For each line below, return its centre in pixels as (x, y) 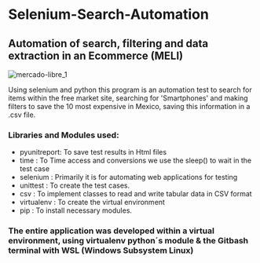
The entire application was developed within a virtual (111, 231)
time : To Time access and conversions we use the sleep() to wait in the (135, 161)
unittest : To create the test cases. (75, 185)
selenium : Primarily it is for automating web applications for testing (128, 177)
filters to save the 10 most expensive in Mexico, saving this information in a (129, 106)
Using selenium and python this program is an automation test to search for (130, 89)
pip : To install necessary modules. (75, 210)
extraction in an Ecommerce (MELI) (95, 55)
